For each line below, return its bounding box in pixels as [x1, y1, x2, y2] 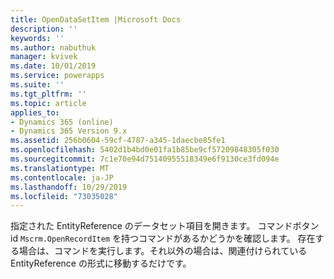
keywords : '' [10, 33, 65, 43]
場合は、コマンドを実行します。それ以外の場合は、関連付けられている [18, 245, 308, 257]
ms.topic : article [10, 98, 87, 108]
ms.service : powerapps [10, 71, 105, 81]
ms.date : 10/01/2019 [10, 61, 97, 71]
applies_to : [10, 107, 60, 118]
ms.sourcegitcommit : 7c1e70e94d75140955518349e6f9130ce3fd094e [10, 154, 280, 164]
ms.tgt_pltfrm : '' [10, 89, 87, 99]
